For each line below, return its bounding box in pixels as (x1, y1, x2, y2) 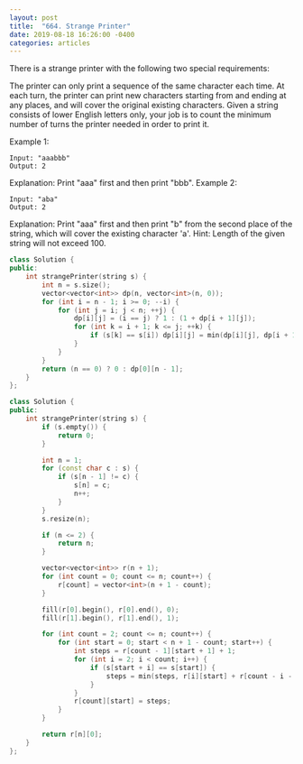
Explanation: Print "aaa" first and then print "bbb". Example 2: (9, 178, 237, 189)
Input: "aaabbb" (9, 154, 70, 163)
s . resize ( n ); (41, 514, 91, 523)
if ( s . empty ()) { (41, 422, 106, 431)
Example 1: (9, 136, 50, 147)
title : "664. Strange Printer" (9, 22, 131, 31)
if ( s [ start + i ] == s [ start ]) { (89, 663, 216, 672)
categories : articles (9, 38, 91, 48)
